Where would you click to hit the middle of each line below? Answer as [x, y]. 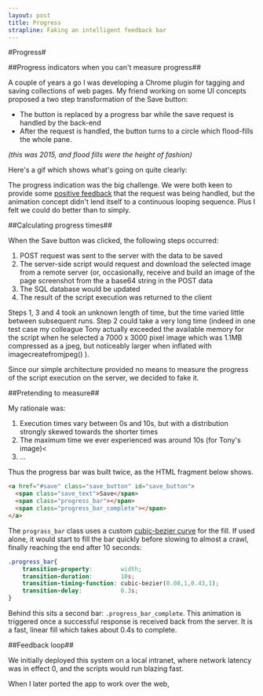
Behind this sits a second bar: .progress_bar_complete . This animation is [125, 613]
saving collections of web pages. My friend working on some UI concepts [127, 91]
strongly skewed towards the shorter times [89, 432]
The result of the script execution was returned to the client [115, 297]
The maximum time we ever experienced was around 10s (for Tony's [130, 440]
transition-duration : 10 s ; [79, 576]
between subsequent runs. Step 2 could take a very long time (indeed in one [132, 321]
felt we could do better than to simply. [69, 210]
